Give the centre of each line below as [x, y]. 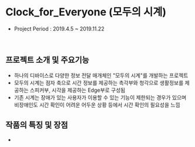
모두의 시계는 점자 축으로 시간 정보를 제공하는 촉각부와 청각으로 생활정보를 [99, 82]
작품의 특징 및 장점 [37, 125]
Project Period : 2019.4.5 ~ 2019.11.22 [59, 29]
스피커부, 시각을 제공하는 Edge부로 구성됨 [78, 90]
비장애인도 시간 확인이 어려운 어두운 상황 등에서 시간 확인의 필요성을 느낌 [97, 105]
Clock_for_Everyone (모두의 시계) [86, 12]
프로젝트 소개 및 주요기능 [47, 60]
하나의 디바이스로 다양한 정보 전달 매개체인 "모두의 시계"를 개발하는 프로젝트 [101, 75]
